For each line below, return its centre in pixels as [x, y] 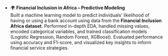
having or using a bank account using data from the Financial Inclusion [86, 21]
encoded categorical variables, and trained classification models [79, 31]
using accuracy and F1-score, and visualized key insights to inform [81, 42]
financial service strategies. [40, 48]
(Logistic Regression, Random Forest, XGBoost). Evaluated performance [87, 37]
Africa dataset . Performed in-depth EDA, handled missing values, [80, 26]
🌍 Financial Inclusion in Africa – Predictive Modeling [68, 8]
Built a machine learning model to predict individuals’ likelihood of [80, 15]
